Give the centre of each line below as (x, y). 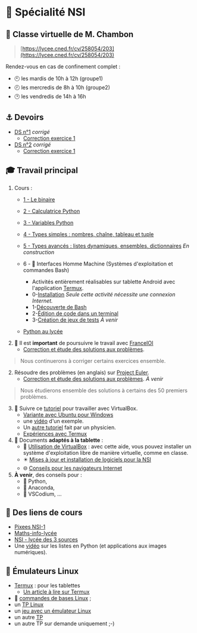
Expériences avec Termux (55, 433)
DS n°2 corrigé (32, 144)
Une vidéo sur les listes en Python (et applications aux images (90, 546)
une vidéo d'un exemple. (53, 421)
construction (39, 252)
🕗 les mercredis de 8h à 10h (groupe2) (62, 87)
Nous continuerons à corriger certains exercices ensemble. (93, 360)
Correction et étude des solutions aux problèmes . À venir (93, 378)
